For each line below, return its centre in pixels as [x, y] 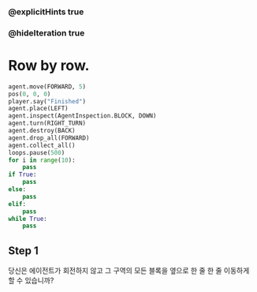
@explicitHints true [46, 12]
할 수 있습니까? [31, 281]
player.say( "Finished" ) [47, 101]
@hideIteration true [47, 32]
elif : [17, 204]
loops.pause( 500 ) [37, 152]
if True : [22, 175]
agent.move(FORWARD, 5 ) [47, 86]
